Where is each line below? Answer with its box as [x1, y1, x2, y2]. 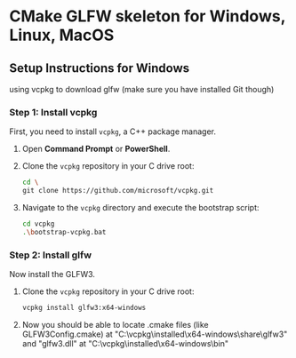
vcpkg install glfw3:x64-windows [21, 304, 147, 313]
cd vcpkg [21, 219, 55, 228]
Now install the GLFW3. [9, 269, 96, 280]
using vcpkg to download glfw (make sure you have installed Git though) [9, 84, 275, 94]
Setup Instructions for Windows [9, 60, 190, 76]
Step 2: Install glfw [9, 249, 92, 261]
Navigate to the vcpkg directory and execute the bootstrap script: [21, 203, 260, 213]
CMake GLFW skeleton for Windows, [9, 6, 286, 27]
